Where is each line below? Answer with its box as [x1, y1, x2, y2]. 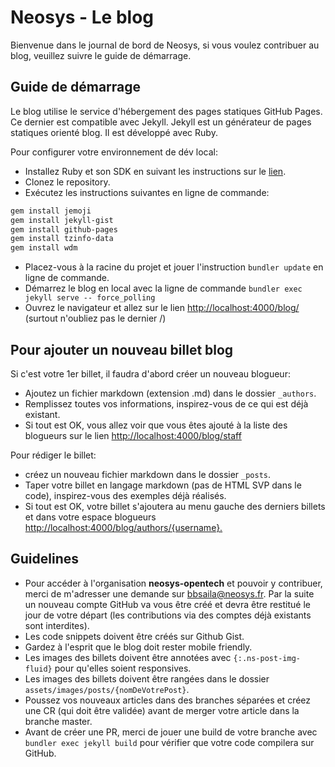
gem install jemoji [10, 206, 92, 216]
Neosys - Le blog [10, 6, 155, 29]
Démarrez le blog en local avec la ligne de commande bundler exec [24, 282, 303, 295]
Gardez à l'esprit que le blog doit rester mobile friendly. [24, 641, 253, 653]
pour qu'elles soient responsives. [54, 662, 192, 674]
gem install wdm [10, 243, 78, 253]
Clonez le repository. [24, 176, 111, 188]
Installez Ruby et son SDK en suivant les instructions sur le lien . [24, 165, 287, 177]
